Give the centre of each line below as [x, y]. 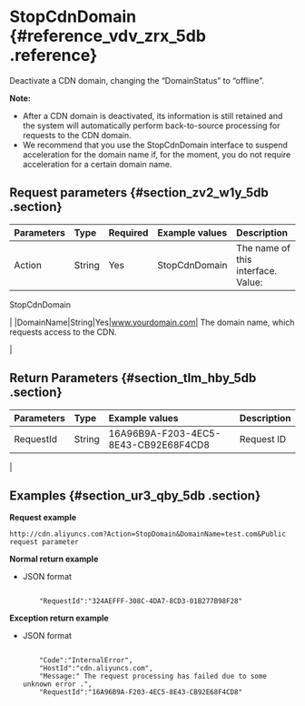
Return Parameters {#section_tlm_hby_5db [133, 378]
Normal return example [54, 559]
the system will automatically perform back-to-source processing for [151, 126]
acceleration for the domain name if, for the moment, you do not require [157, 154]
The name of [263, 247]
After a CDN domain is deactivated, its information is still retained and [152, 116]
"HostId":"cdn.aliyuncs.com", [96, 669]
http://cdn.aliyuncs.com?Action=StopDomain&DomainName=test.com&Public [148, 534]
